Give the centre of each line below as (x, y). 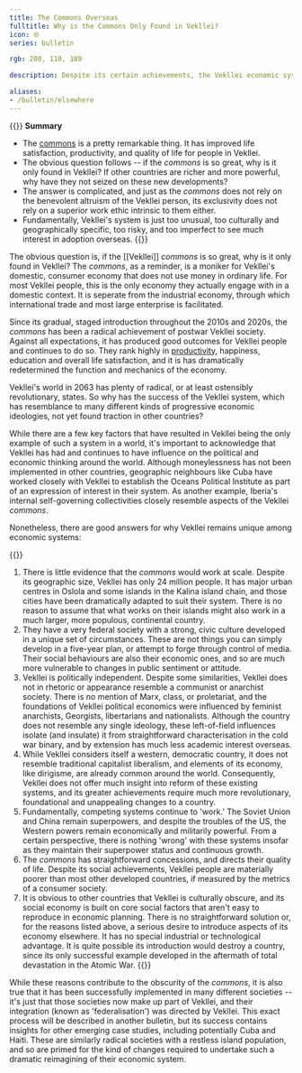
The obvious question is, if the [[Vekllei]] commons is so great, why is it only (151, 256)
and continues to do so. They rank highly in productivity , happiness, (135, 350)
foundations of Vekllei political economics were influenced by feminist (152, 706)
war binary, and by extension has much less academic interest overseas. (157, 744)
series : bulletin (42, 43)
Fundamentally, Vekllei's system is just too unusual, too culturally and (151, 220)
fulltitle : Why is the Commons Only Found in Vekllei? (114, 26)
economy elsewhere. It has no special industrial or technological (141, 936)
